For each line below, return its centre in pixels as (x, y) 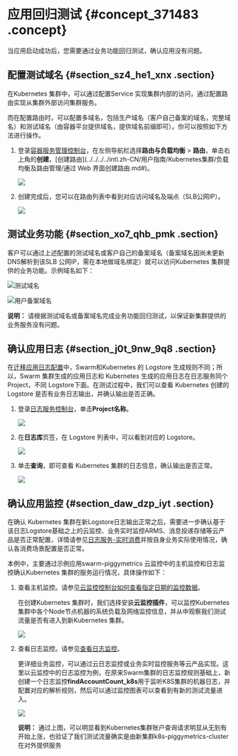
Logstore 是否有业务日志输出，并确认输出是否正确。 (83, 394)
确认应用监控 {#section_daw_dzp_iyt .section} (111, 503)
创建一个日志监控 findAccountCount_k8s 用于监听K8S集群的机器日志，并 (124, 682)
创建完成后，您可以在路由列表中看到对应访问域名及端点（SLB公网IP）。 (121, 196)
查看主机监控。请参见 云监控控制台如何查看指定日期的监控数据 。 (110, 588)
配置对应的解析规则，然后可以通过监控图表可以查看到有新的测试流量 (117, 690)
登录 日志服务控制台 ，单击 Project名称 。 (75, 409)
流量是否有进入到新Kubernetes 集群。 (73, 621)
